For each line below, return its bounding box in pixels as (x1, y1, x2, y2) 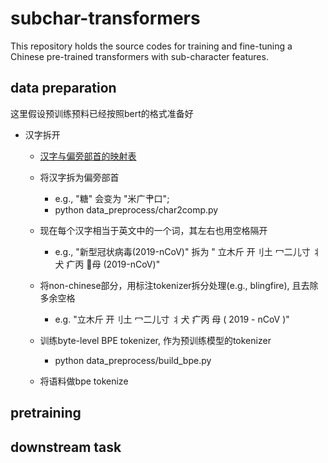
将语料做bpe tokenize (39, 375, 129, 387)
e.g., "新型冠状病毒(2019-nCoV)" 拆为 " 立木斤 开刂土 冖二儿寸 (54, 245, 311, 257)
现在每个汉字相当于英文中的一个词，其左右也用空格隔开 (39, 224, 268, 236)
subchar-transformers (10, 7, 201, 30)
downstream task (10, 438, 122, 456)
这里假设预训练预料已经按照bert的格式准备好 (10, 107, 194, 119)
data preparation (10, 80, 117, 97)
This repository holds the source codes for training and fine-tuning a (10, 40, 293, 52)
